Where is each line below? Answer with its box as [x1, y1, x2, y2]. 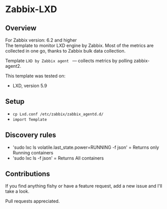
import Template [12, 117, 47, 122]
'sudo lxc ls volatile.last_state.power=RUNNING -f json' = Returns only [12, 144, 159, 150]
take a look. [5, 188, 29, 194]
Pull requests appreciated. [5, 198, 60, 204]
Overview [5, 24, 37, 32]
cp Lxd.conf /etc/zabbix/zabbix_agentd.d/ [12, 111, 104, 117]
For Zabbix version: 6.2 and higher [5, 37, 77, 43]
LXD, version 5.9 [12, 82, 47, 89]
